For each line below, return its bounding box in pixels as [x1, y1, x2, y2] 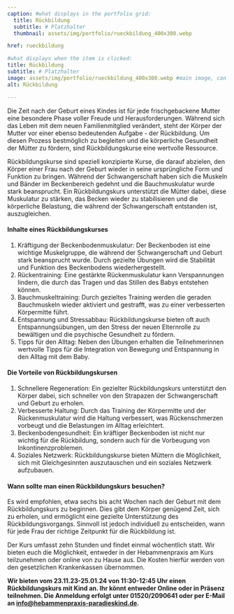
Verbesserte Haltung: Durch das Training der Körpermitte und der [17, 406, 207, 414]
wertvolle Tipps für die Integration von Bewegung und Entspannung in [17, 344, 219, 354]
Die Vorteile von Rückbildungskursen [7, 368, 118, 377]
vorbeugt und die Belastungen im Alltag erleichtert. [17, 421, 165, 429]
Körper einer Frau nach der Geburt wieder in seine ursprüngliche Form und [7, 165, 223, 173]
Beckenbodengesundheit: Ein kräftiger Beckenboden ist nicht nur [17, 428, 205, 437]
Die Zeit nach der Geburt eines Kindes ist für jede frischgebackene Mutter [7, 106, 221, 115]
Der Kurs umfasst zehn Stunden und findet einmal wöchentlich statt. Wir [7, 540, 215, 550]
